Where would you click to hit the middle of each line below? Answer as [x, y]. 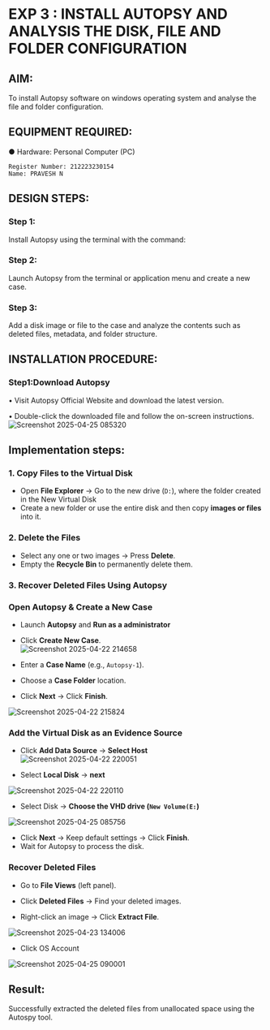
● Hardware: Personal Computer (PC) [72, 152]
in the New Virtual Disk [58, 499]
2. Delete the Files [45, 538]
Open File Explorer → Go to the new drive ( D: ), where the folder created [140, 491]
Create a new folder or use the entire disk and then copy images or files [141, 508]
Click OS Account [49, 948]
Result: [27, 989]
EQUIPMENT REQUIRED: [71, 132]
